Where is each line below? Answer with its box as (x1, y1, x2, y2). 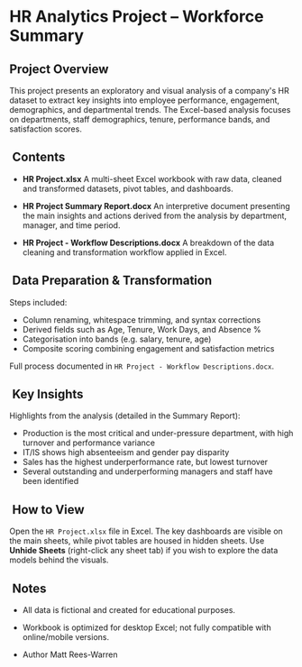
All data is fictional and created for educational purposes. (22, 605, 236, 616)
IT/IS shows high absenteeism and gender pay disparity (22, 447, 230, 458)
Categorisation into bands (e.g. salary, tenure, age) (22, 333, 212, 344)
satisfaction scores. (9, 123, 83, 134)
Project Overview (9, 61, 109, 77)
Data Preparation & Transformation (12, 273, 213, 288)
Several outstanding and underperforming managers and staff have (22, 466, 273, 477)
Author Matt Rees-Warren (22, 649, 118, 660)
